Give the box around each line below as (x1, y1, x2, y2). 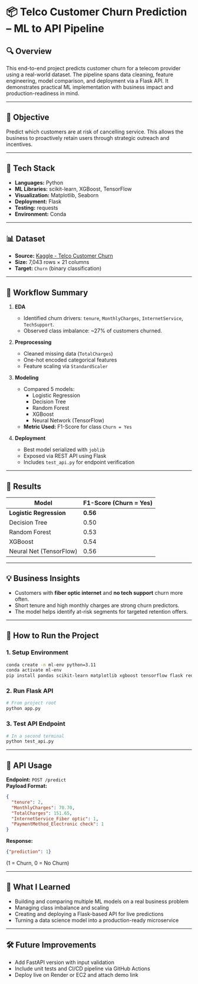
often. (14, 595, 29, 602)
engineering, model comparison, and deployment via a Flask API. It (6, 77, 169, 84)
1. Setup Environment (6, 649, 69, 657)
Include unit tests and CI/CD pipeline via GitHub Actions (14, 965, 150, 972)
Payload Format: (6, 783, 47, 790)
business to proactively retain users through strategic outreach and (6, 134, 170, 141)
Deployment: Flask (14, 198, 62, 205)
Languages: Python (14, 179, 64, 186)
